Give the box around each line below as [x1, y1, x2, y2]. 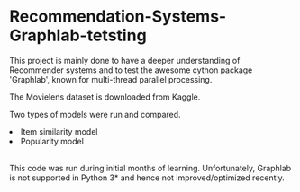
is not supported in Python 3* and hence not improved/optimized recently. [9, 172, 286, 183]
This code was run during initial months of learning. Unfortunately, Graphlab [9, 162, 292, 173]
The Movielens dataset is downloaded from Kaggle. [9, 92, 201, 102]
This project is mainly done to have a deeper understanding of [9, 55, 241, 65]
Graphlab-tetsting [9, 25, 147, 46]
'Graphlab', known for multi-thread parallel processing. [9, 74, 213, 84]
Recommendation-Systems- [9, 6, 227, 27]
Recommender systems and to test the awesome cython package [9, 65, 253, 75]
